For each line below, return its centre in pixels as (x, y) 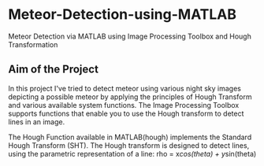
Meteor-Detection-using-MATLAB (123, 15)
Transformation (33, 44)
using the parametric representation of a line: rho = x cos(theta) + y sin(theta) (132, 153)
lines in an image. (37, 122)
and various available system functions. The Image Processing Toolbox (124, 105)
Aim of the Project (53, 70)
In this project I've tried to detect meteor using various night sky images (125, 88)
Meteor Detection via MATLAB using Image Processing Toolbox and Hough (130, 36)
